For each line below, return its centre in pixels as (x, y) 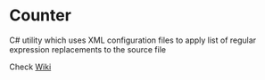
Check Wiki (30, 67)
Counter (40, 16)
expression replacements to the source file (88, 49)
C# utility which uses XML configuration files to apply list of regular (133, 40)
